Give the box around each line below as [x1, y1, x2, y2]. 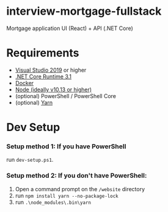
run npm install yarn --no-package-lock [15, 192, 119, 199]
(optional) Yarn [15, 99, 53, 106]
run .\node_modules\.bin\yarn [15, 198, 92, 206]
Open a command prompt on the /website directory [15, 185, 145, 192]
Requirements [6, 46, 79, 60]
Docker [15, 79, 34, 86]
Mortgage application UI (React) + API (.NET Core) [6, 25, 133, 32]
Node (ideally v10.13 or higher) [15, 86, 92, 93]
